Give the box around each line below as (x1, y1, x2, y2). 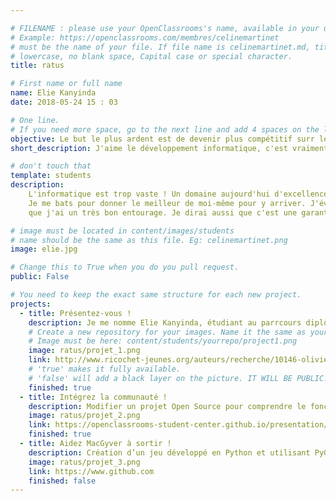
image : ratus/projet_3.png (28, 457, 141, 467)
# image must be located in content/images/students (10, 226, 235, 236)
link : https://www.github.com (28, 466, 155, 476)
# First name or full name (10, 79, 123, 89)
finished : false (28, 476, 97, 486)
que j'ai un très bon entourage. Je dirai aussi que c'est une (28, 207, 298, 218)
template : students (10, 171, 92, 181)
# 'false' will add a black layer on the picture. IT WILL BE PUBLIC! (28, 373, 329, 383)
